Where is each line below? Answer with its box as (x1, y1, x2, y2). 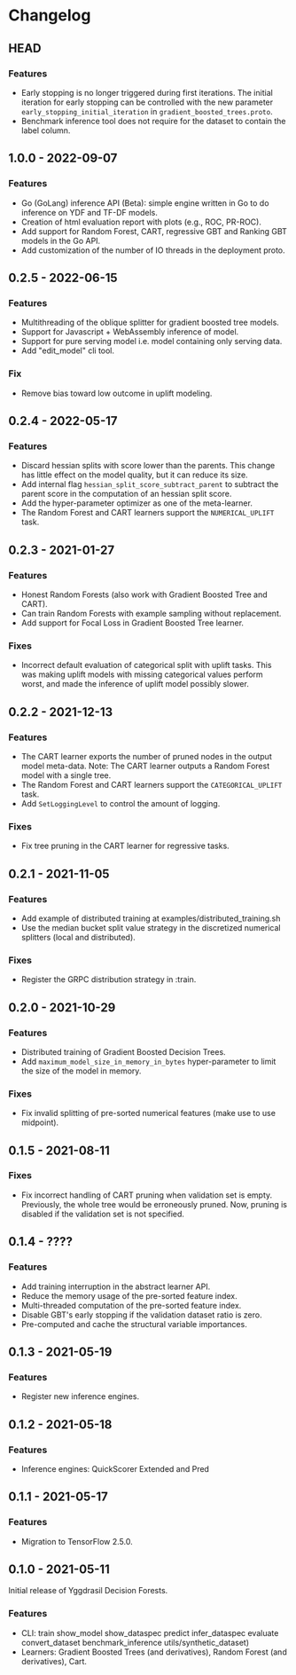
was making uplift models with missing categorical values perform (20, 669, 263, 680)
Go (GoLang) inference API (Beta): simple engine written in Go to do (20, 197, 269, 208)
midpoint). (20, 1117, 59, 1128)
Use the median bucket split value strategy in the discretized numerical (20, 922, 281, 932)
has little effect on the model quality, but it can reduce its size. (20, 469, 249, 480)
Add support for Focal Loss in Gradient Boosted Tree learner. (20, 617, 245, 628)
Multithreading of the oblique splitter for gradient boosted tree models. (20, 317, 280, 328)
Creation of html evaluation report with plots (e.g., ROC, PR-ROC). (20, 216, 262, 227)
